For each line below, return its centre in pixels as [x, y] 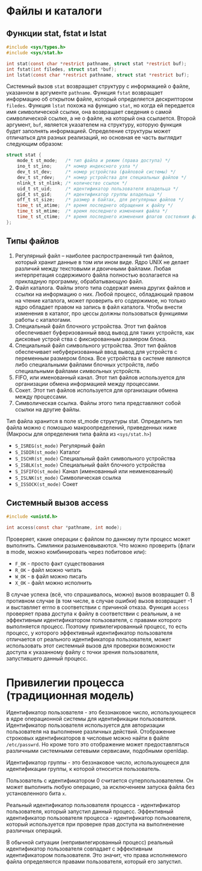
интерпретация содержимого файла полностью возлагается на [96, 275]
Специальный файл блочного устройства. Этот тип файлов [90, 326]
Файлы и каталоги [54, 11]
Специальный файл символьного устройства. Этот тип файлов [96, 345]
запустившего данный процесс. [47, 659]
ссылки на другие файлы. [48, 409]
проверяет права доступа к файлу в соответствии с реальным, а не [94, 614]
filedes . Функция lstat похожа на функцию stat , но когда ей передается [101, 105]
